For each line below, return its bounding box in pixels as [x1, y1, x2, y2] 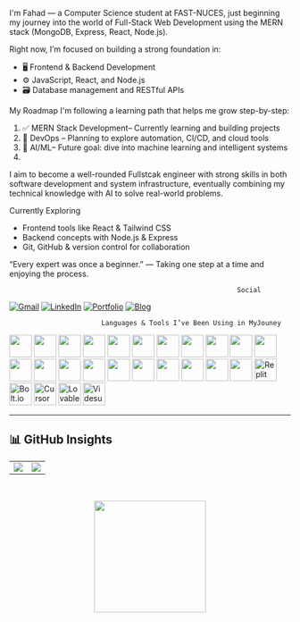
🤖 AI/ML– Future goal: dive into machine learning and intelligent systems [21, 142, 288, 153]
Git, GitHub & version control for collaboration [21, 241, 190, 252]
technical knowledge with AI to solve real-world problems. [9, 188, 223, 198]
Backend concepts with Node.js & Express [21, 232, 179, 242]
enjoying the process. [9, 268, 89, 279]
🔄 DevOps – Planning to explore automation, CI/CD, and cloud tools [21, 133, 270, 143]
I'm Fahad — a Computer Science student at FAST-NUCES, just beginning [9, 8, 280, 18]
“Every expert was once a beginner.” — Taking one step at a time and [9, 259, 265, 269]
